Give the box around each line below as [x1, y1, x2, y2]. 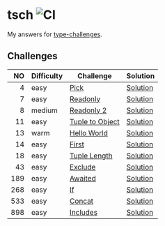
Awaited [69, 173, 96, 183]
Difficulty [31, 70, 63, 80]
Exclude [69, 162, 96, 172]
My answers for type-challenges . [7, 30, 102, 38]
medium [31, 105, 58, 115]
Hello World [69, 128, 108, 137]
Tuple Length [69, 151, 113, 160]
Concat [69, 196, 94, 206]
